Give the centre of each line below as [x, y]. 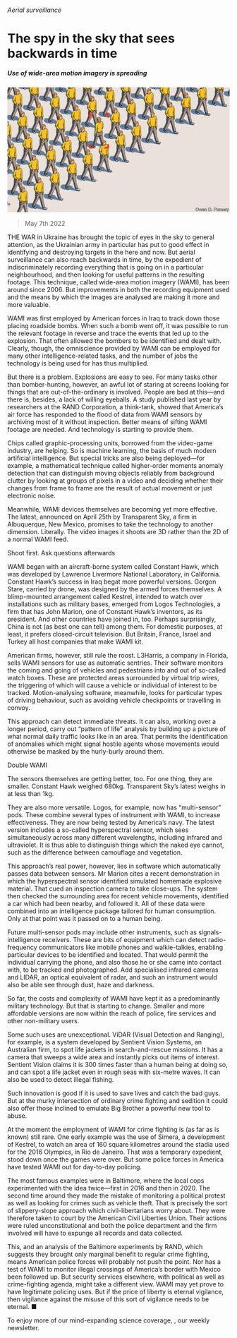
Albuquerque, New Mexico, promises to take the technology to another [110, 524]
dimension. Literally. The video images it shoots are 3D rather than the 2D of [118, 532]
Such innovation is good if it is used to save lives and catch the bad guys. [114, 1093]
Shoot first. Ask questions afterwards [61, 553]
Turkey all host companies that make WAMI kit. [75, 641]
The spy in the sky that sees [91, 38]
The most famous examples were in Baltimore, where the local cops [106, 1181]
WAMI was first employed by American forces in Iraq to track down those [114, 318]
